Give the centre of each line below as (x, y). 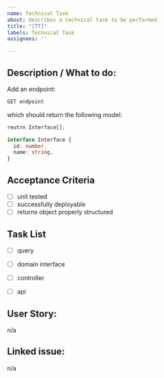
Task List (27, 234)
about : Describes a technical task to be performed (82, 20)
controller (30, 278)
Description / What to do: (61, 73)
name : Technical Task (38, 13)
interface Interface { (39, 140)
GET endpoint (26, 101)
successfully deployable (51, 204)
